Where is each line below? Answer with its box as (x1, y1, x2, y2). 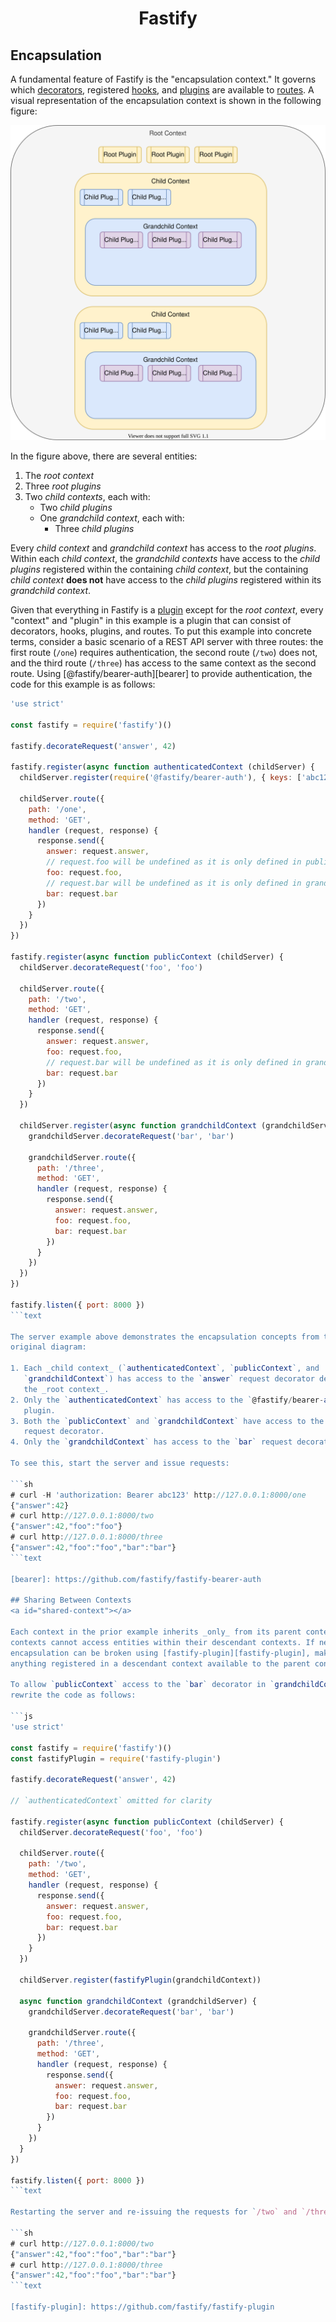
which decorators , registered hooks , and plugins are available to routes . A (10, 84, 315, 96)
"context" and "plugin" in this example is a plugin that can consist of (10, 615, 292, 626)
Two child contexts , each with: (24, 491, 151, 502)
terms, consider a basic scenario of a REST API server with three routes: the (10, 636, 324, 647)
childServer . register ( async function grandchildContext (19, 1121, 257, 1131)
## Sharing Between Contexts (10, 1595, 132, 1606)
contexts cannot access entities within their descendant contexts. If (10, 1637, 315, 1647)
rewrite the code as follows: (10, 1690, 137, 1701)
